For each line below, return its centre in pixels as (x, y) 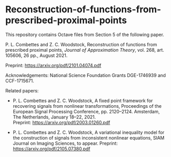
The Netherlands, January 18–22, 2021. (54, 117)
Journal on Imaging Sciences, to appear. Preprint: (65, 143)
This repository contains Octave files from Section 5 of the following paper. (85, 34)
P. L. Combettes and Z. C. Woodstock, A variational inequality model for (89, 132)
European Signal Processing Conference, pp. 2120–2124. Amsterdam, (86, 111)
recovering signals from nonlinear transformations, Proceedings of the (87, 106)
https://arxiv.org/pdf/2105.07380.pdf (52, 149)
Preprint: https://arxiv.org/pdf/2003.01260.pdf (61, 122)
